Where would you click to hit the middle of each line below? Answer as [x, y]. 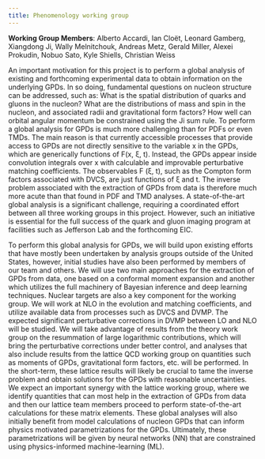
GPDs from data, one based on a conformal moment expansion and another [132, 278]
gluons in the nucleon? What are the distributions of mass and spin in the [127, 103]
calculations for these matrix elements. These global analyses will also [123, 412]
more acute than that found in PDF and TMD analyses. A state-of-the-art [127, 196]
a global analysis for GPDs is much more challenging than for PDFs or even [131, 129]
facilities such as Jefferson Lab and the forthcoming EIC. [101, 229]
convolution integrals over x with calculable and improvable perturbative [126, 162]
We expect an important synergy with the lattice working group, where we [129, 387]
